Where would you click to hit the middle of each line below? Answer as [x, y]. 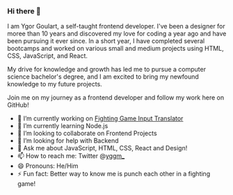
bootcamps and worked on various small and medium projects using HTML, [115, 49]
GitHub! [18, 105]
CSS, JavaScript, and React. [48, 56]
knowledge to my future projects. [55, 84]
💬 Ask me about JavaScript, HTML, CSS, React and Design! [102, 148]
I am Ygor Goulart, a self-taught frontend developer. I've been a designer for [116, 26]
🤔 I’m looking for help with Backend [68, 141]
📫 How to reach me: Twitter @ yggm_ [71, 156]
